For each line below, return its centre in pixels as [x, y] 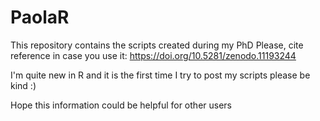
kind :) [23, 85]
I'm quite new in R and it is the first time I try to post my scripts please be [160, 75]
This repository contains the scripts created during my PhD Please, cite [157, 45]
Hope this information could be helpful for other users [121, 105]
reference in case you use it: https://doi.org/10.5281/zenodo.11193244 [153, 55]
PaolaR [40, 17]
